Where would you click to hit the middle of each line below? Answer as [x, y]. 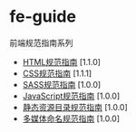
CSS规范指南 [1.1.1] [57, 73]
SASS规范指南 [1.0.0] [62, 84]
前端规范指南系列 [41, 42]
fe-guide [43, 17]
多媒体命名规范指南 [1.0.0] [71, 118]
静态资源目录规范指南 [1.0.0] [75, 107]
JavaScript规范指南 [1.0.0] [71, 96]
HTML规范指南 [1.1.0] [62, 61]
